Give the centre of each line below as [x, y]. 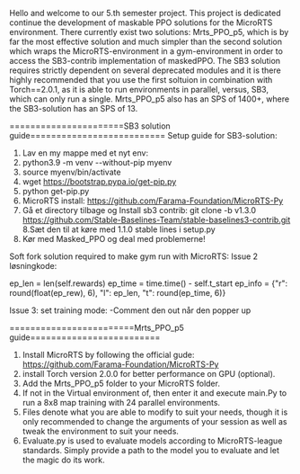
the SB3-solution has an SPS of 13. [74, 108]
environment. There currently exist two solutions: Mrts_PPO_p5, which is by [149, 32]
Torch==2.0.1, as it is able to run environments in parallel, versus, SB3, [139, 89]
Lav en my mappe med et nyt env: [85, 153]
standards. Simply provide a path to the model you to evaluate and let [151, 450]
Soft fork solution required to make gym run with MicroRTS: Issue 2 [134, 256]
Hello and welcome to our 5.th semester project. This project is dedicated [145, 13]
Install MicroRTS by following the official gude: [108, 355]
